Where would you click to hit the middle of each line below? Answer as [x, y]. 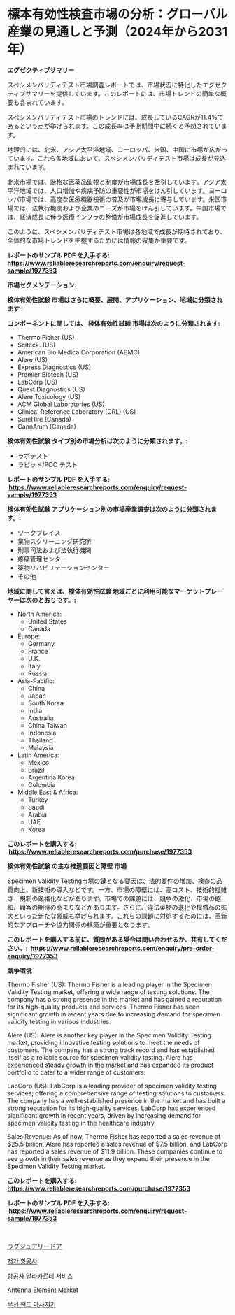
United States [48, 621]
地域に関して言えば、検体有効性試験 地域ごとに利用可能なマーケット [106, 591]
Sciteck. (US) [36, 345]
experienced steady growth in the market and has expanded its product [111, 1065]
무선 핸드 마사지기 [31, 1304]
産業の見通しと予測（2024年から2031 [117, 32]
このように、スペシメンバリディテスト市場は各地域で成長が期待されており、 [117, 231]
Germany [41, 643]
